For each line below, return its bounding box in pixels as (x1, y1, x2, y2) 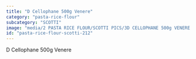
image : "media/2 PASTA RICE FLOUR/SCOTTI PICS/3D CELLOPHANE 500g (6, 25, 172, 31)
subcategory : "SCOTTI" (6, 19, 62, 25)
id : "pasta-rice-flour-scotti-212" (6, 30, 93, 36)
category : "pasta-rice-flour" (6, 14, 80, 20)
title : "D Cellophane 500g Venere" (6, 8, 93, 15)
